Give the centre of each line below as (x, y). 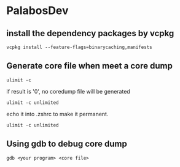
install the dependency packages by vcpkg (90, 33)
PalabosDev (37, 11)
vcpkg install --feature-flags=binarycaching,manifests (79, 47)
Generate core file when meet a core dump (90, 66)
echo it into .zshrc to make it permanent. (57, 114)
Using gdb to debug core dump (67, 144)
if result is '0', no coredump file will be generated (68, 91)
